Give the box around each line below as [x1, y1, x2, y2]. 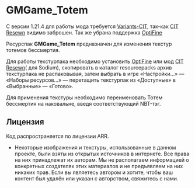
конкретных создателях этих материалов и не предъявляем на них [14, 162, 183, 169]
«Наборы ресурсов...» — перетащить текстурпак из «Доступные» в [6, 76, 176, 83]
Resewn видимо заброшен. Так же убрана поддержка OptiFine [6, 29, 162, 36]
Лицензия [6, 117, 44, 127]
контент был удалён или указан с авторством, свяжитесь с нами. [14, 175, 179, 182]
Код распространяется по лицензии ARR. [6, 133, 109, 140]
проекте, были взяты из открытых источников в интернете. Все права [14, 150, 190, 157]
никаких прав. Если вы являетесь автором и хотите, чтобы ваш [14, 169, 173, 176]
